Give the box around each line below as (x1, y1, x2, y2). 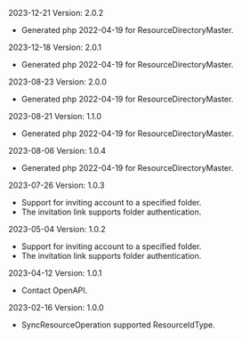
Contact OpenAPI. (20, 285, 88, 295)
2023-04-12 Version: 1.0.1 (8, 268, 102, 278)
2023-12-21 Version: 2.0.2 (8, 8, 104, 18)
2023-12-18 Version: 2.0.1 (8, 42, 101, 52)
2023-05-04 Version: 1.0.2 (8, 224, 106, 234)
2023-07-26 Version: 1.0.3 (8, 180, 105, 190)
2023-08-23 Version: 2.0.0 (8, 77, 108, 87)
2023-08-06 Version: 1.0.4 (8, 146, 107, 156)
